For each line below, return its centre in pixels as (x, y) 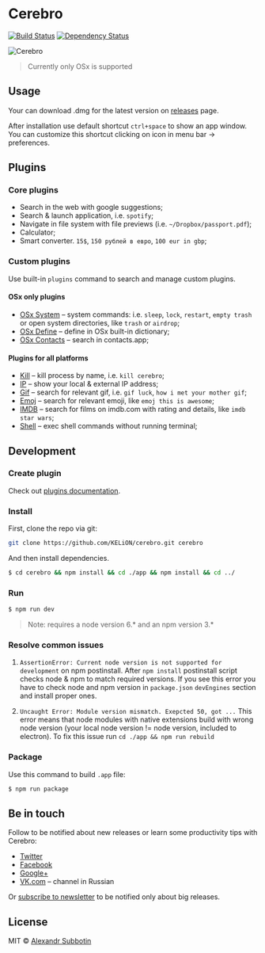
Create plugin (35, 474)
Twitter (31, 856)
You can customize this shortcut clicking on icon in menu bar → (112, 134)
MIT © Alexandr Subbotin (50, 941)
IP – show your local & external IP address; (89, 384)
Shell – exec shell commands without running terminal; (108, 426)
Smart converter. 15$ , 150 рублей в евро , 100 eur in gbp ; (113, 241)
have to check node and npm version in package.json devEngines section (138, 688)
